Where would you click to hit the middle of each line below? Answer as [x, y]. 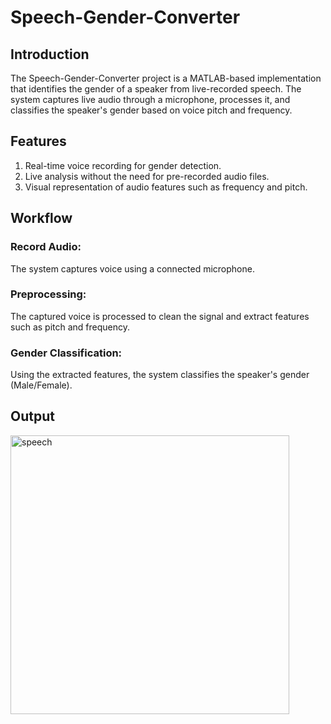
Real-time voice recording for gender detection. [123, 165]
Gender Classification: [66, 353]
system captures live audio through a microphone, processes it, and [150, 99]
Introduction [50, 54]
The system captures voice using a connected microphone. [132, 268]
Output [32, 416]
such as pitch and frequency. [70, 327]
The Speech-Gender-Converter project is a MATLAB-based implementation [166, 78]
